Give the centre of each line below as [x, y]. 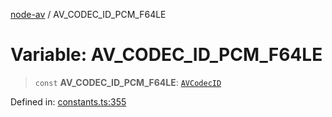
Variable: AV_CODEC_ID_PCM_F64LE [166, 55]
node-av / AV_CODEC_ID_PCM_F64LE [88, 14]
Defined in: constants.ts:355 [68, 101]
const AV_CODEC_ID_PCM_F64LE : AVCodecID [128, 82]
